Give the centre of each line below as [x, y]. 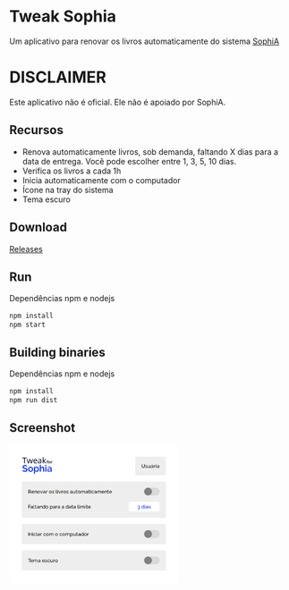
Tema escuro [47, 199]
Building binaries [57, 352]
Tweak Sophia [63, 17]
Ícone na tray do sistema [68, 190]
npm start [28, 325]
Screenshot [42, 428]
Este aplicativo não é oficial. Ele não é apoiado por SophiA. [118, 102]
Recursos [37, 130]
